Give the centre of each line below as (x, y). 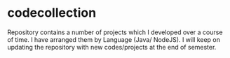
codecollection (52, 13)
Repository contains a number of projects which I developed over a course (115, 32)
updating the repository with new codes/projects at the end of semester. (112, 47)
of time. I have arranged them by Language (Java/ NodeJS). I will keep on (114, 39)
